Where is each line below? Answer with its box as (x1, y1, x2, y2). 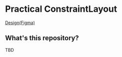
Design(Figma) (5, 20, 35, 26)
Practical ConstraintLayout (5, 3, 117, 15)
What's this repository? (5, 34, 79, 42)
